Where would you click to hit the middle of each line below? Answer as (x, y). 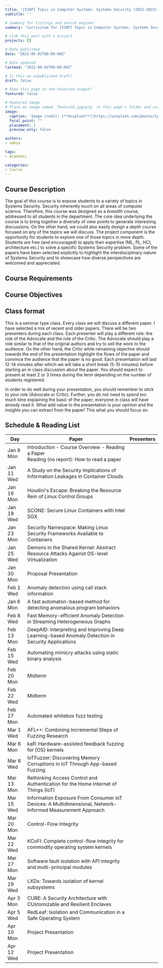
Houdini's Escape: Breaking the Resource (74, 490)
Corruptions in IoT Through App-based (72, 764)
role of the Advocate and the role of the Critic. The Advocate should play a (79, 338)
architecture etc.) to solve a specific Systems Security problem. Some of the (81, 247)
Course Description (35, 189)
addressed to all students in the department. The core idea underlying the (79, 216)
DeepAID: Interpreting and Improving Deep (76, 629)
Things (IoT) (41, 790)
